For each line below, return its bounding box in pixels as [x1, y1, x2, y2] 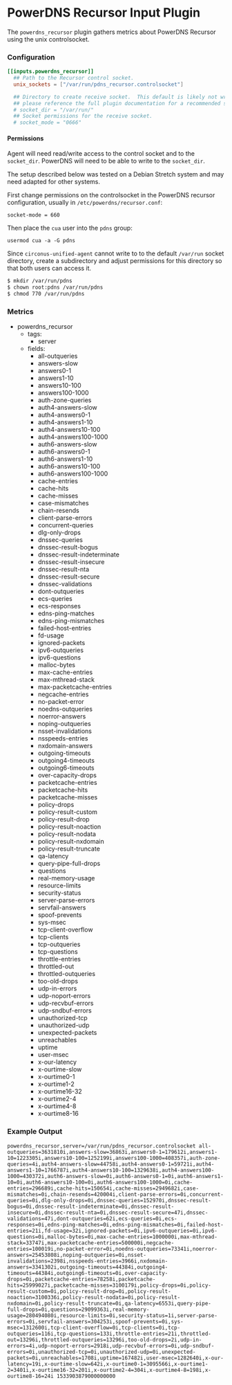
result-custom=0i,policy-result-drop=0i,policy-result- [7, 1287, 171, 1295]
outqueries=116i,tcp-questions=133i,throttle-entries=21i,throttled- [7, 1330, 212, 1337]
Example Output [7, 1127, 63, 1137]
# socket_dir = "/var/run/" [13, 106, 95, 114]
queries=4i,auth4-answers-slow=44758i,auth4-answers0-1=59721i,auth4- [7, 1161, 215, 1168]
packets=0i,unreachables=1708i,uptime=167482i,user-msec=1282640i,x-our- [7, 1355, 224, 1361]
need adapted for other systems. [7, 178, 101, 186]
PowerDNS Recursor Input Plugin [7, 5, 201, 21]
